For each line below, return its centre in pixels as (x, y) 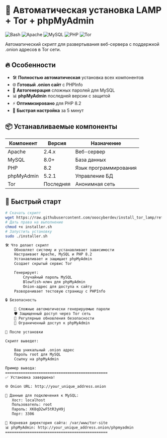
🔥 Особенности (31, 65)
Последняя (57, 184)
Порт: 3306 (23, 414)
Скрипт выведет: (22, 341)
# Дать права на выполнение (34, 222)
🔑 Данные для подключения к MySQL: (42, 395)
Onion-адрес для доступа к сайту (58, 286)
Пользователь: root (32, 405)
